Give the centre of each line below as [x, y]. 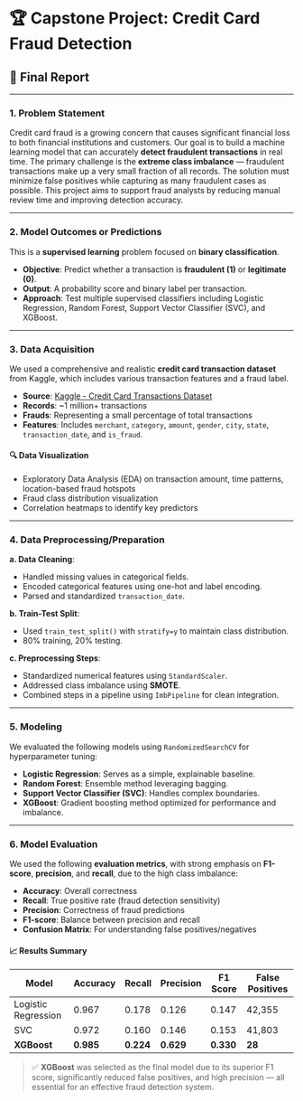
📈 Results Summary [48, 950]
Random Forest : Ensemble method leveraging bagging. [125, 783]
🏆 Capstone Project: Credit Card [135, 19]
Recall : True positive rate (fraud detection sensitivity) [121, 900]
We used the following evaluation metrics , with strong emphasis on [135, 863]
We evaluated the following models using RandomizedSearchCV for [129, 747]
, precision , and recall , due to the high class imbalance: [135, 873]
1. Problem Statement [57, 113]
